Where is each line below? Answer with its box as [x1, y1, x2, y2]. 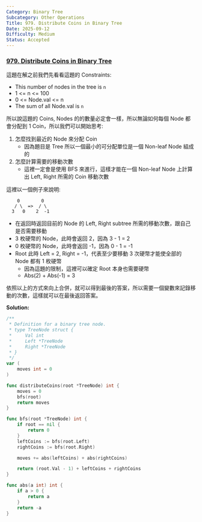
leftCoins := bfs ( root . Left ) [17, 438, 90, 444]
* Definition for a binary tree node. [8, 321, 106, 328]
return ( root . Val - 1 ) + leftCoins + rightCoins [17, 466, 141, 472]
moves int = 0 [17, 366, 52, 372]
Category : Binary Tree [6, 8, 63, 15]
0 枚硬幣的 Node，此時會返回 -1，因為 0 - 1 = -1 [14, 243, 133, 250]
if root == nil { [17, 422, 61, 428]
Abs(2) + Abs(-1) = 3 [23, 272, 75, 279]
